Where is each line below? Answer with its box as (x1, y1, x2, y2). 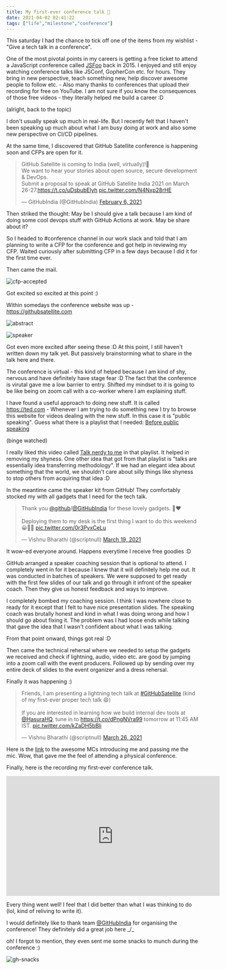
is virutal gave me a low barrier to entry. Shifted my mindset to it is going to (6, 381, 195, 389)
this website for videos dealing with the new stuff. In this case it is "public (6, 412, 191, 420)
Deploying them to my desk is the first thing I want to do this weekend (21, 518, 197, 525)
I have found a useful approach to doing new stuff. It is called (6, 400, 160, 407)
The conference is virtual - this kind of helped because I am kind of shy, (6, 368, 187, 375)
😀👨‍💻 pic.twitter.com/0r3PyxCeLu (21, 524, 107, 532)
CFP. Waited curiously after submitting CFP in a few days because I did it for (6, 248, 198, 255)
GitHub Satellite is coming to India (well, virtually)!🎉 (21, 161, 150, 168)
